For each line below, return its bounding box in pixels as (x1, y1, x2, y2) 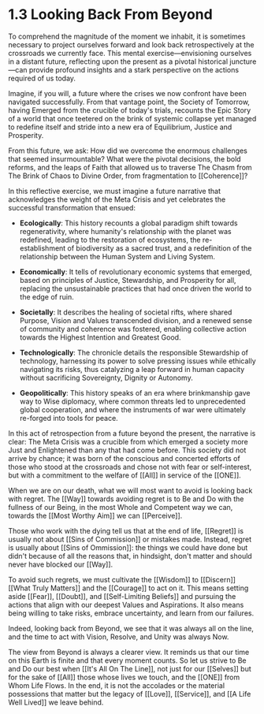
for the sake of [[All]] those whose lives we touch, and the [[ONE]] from (8, 672, 240, 682)
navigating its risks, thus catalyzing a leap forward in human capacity (19, 364, 245, 374)
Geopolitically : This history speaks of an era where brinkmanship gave (19, 388, 251, 397)
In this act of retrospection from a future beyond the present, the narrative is (8, 428, 256, 438)
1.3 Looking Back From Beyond (8, 6, 213, 24)
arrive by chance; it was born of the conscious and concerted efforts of (8, 453, 240, 463)
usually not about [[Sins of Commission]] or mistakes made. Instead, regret (8, 534, 252, 544)
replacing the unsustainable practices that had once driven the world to (19, 284, 252, 293)
